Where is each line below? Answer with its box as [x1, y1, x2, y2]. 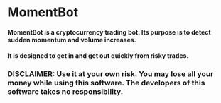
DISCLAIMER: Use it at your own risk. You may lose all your [7, 69, 214, 79]
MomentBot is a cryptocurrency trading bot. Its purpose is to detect [7, 28, 211, 36]
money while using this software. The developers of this [7, 78, 205, 88]
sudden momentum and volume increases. [7, 35, 136, 44]
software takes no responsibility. [7, 87, 124, 97]
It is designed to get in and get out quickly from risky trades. [7, 51, 189, 60]
